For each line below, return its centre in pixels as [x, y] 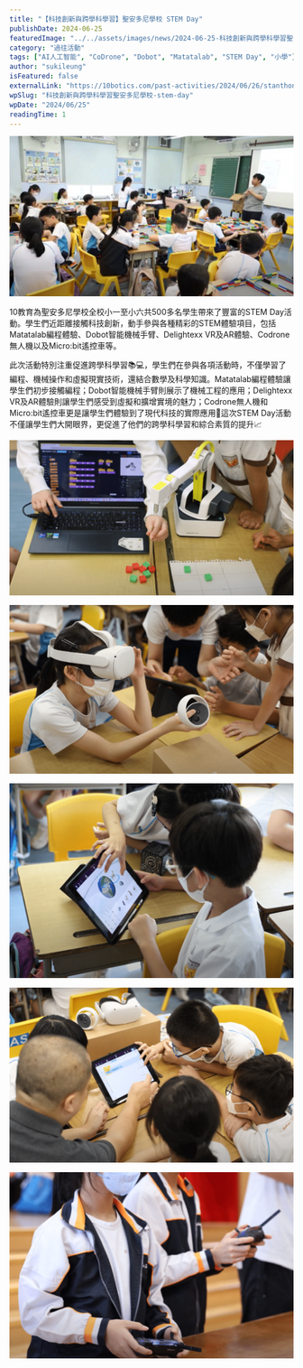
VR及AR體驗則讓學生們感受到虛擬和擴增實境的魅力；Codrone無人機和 [139, 401]
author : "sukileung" [48, 67]
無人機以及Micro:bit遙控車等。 [65, 345]
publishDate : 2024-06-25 [56, 28]
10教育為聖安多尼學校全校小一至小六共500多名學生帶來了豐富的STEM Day [147, 312]
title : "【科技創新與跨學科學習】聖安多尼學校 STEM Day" [106, 19]
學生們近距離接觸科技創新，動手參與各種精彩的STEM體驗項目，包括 [151, 323]
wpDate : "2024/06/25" [50, 105]
